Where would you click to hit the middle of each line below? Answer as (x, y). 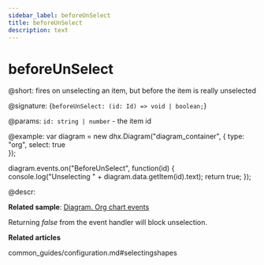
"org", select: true (37, 145)
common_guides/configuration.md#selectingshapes (93, 253)
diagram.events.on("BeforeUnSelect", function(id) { (91, 168)
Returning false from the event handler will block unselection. (108, 223)
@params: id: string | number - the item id (80, 121)
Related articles (34, 237)
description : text (38, 30)
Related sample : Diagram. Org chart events (79, 207)
